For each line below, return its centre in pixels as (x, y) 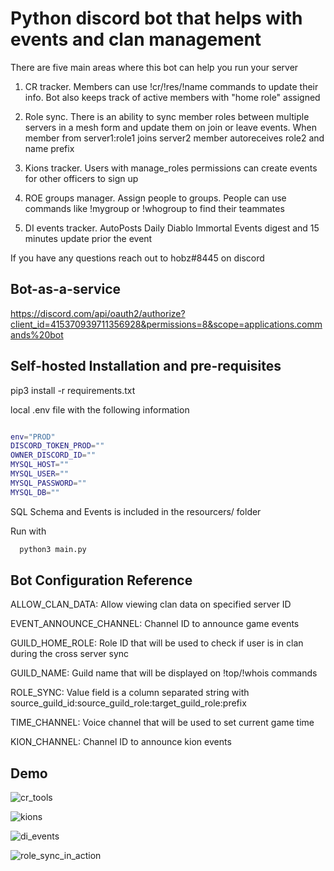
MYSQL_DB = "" (35, 492)
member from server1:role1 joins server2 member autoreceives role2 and (174, 138)
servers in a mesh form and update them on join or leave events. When (171, 127)
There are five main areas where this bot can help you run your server (154, 67)
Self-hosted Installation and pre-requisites (146, 366)
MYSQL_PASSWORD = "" (48, 483)
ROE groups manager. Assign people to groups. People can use (155, 198)
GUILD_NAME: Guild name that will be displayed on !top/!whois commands (164, 673)
